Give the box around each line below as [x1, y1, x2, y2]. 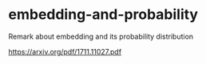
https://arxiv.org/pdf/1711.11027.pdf [8, 47, 122, 56]
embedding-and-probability [8, 6, 198, 24]
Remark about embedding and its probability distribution [8, 32, 194, 41]
